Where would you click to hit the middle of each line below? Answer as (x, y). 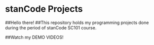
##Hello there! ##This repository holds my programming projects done (77, 22)
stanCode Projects (44, 9)
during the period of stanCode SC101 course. (51, 27)
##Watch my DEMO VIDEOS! (34, 37)
